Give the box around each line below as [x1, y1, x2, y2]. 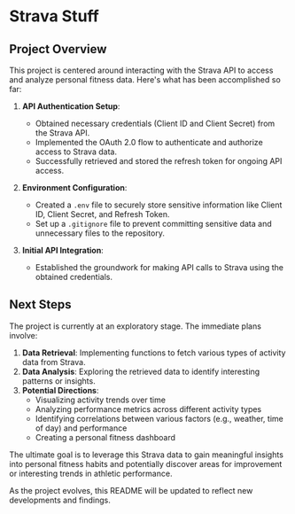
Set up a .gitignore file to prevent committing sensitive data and [35, 219, 272, 229]
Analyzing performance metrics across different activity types [35, 403, 262, 414]
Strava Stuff [9, 6, 99, 27]
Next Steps [9, 297, 72, 312]
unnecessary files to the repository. [35, 228, 166, 238]
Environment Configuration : [21, 183, 128, 192]
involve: [9, 330, 38, 340]
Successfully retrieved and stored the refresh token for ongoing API [35, 156, 283, 166]
